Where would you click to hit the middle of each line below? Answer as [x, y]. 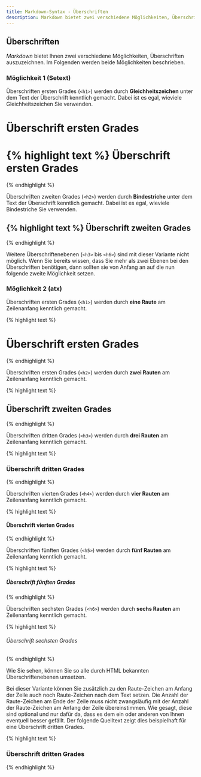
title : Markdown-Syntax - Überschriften [57, 12]
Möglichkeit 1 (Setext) [39, 78]
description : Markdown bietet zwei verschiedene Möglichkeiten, [88, 17]
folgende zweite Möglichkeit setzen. [51, 273]
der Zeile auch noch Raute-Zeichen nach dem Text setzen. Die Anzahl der [97, 695]
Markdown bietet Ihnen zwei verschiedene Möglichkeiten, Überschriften [95, 56]
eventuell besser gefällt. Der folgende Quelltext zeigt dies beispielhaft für [96, 721]
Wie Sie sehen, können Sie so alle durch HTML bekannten [78, 671]
